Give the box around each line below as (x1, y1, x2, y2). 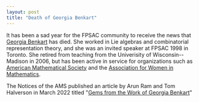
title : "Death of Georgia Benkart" (6, 15, 97, 21)
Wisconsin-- (152, 51, 184, 58)
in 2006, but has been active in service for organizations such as (29, 57, 193, 65)
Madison (6, 57, 29, 65)
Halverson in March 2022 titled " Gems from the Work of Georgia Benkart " (6, 89, 193, 96)
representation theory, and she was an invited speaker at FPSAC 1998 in (6, 44, 189, 52)
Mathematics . (6, 70, 41, 78)
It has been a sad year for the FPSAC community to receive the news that (6, 31, 192, 38)
